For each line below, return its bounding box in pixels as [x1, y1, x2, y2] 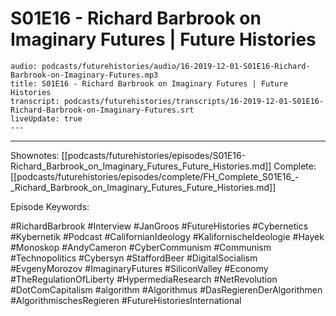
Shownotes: [10, 149, 60, 161]
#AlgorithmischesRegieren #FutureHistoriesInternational [10, 294, 242, 306]
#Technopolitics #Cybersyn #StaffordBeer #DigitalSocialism [10, 252, 258, 264]
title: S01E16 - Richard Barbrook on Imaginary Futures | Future [10, 78, 288, 89]
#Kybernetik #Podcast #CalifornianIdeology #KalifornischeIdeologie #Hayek [10, 230, 325, 242]
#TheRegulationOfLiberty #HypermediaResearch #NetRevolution [10, 273, 278, 285]
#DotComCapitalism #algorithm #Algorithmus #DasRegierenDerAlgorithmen [10, 283, 323, 296]
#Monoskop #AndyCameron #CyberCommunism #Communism [10, 241, 272, 253]
